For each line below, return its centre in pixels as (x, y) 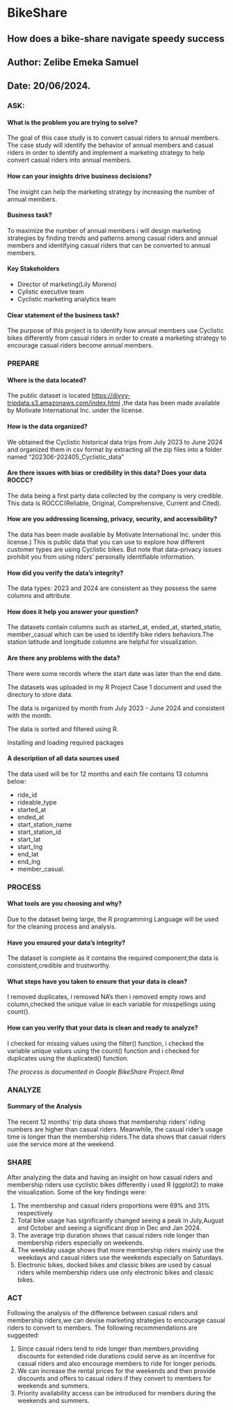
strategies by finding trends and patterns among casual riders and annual (112, 238)
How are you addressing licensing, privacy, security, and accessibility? (112, 519)
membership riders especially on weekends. (81, 1243)
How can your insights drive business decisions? (80, 177)
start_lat (29, 839)
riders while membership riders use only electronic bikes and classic (115, 1272)
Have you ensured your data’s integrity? (66, 943)
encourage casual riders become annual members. (80, 345)
